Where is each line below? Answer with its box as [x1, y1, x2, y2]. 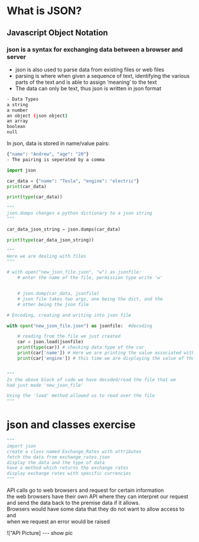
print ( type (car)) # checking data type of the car [17, 344, 145, 350]
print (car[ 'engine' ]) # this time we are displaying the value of [17, 355, 184, 361]
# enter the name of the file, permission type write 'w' [17, 275, 163, 281]
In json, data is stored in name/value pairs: [6, 140, 110, 147]
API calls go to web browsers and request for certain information [6, 487, 164, 494]
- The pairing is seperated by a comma [6, 156, 105, 163]
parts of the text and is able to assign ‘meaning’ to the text [15, 78, 157, 86]
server [6, 52, 26, 61]
